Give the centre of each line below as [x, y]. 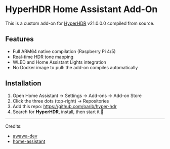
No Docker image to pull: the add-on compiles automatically [75, 67]
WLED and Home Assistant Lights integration [59, 62]
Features [19, 39]
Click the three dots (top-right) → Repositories [61, 101]
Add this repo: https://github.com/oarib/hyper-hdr [65, 106]
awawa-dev [25, 136]
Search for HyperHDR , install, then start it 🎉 [58, 112]
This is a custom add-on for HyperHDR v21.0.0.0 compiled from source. [80, 23]
